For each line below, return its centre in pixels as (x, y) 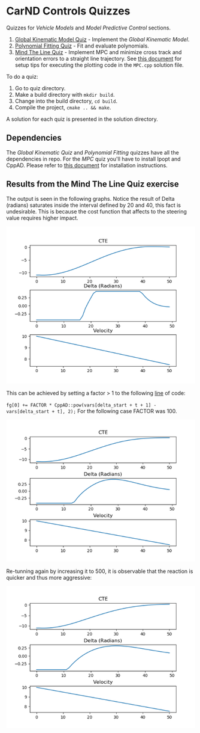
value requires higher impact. (43, 218)
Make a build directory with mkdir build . (65, 94)
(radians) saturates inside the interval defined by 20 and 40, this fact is (94, 205)
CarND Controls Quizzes (68, 11)
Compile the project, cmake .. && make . (63, 107)
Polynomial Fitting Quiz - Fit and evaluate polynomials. (82, 46)
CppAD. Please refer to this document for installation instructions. (87, 165)
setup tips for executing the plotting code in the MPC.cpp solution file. (99, 65)
